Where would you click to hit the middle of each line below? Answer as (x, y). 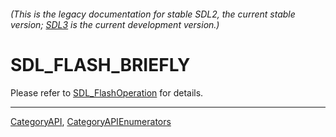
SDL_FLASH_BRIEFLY (100, 64)
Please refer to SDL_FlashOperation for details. (107, 92)
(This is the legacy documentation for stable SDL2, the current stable (153, 14)
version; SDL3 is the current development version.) (115, 24)
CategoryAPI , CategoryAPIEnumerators (91, 121)
